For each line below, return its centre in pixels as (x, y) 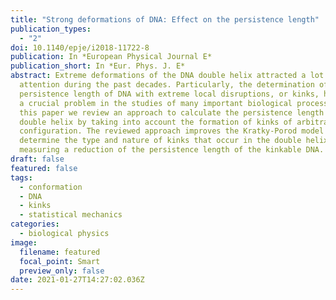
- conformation (51, 187)
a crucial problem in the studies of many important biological (156, 103)
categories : (35, 224)
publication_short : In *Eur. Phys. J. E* (98, 66)
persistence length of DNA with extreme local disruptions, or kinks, (169, 94)
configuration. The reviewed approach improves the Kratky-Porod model (172, 131)
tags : (21, 177)
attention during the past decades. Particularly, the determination (167, 85)
